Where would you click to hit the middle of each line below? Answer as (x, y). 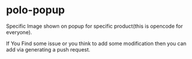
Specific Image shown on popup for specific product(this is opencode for (95, 26)
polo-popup (36, 10)
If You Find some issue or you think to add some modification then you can (96, 43)
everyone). (19, 32)
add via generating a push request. (48, 49)
